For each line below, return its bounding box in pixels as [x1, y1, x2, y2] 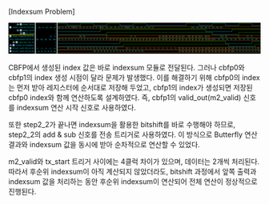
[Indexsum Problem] [8, 7, 75, 16]
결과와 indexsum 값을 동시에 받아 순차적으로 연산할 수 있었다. [8, 140, 200, 150]
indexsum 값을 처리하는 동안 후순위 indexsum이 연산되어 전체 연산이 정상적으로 [8, 177, 258, 186]
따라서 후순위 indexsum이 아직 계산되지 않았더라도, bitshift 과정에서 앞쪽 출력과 [8, 167, 257, 177]
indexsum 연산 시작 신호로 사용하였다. [16, 103, 136, 113]
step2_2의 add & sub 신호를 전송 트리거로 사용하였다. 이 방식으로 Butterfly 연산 [8, 130, 258, 139]
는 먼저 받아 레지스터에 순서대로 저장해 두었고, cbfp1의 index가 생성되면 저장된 [8, 83, 254, 93]
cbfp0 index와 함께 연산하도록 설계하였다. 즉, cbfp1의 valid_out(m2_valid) [8, 93, 242, 102]
